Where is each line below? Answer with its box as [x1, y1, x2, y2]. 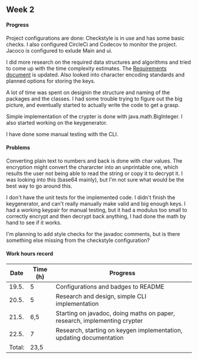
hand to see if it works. [6, 219, 62, 226]
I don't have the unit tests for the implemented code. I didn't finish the [6, 193, 176, 200]
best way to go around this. [6, 182, 72, 189]
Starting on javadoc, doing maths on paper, [55, 309, 176, 317]
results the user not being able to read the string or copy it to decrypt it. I [6, 170, 183, 177]
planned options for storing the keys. [6, 77, 95, 85]
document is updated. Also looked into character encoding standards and [6, 71, 184, 78]
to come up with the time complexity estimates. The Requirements [6, 64, 167, 72]
